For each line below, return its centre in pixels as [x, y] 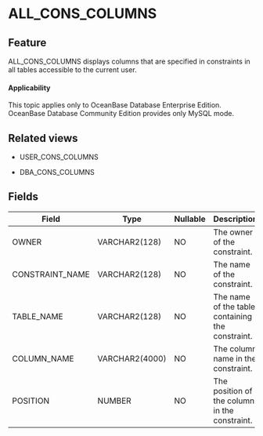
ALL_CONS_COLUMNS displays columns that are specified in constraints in [129, 61]
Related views [43, 138]
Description [236, 219]
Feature [27, 43]
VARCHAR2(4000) [132, 358]
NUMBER [114, 401]
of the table [234, 307]
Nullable [190, 219]
